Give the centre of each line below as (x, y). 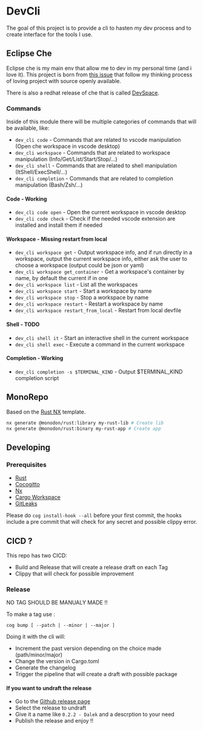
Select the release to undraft (51, 708)
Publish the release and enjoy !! (54, 721)
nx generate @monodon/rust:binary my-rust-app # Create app (84, 429)
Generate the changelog (45, 668)
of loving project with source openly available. (64, 81)
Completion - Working (35, 358)
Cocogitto (28, 484)
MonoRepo (27, 397)
